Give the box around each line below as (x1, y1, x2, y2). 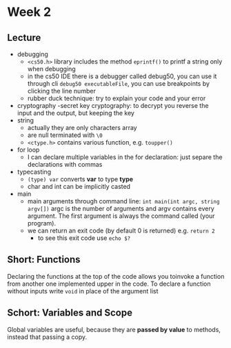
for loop (17, 146, 40, 154)
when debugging (27, 65, 76, 73)
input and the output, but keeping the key (17, 109, 134, 117)
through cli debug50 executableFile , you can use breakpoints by (27, 80, 210, 87)
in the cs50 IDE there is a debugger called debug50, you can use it (27, 72, 217, 80)
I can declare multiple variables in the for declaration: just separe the (27, 153, 223, 161)
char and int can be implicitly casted (27, 183, 131, 190)
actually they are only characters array (27, 124, 137, 131)
